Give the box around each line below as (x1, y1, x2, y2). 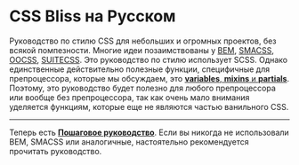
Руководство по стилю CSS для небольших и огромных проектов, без (9, 35, 278, 46)
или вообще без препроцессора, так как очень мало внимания (9, 91, 250, 103)
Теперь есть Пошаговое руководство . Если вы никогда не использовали (9, 127, 289, 137)
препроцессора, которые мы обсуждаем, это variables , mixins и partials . (9, 73, 290, 83)
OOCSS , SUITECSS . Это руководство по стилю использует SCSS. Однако (9, 54, 287, 65)
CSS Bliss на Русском (9, 6, 176, 27)
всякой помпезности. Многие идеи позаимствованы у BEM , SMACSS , (9, 44, 274, 55)
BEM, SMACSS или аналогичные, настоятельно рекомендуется (9, 136, 249, 147)
